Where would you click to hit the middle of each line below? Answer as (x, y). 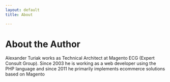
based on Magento (25, 74)
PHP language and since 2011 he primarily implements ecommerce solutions (85, 69)
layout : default (22, 10)
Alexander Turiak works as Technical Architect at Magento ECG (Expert (80, 58)
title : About (19, 15)
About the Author (43, 44)
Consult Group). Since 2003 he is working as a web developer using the (81, 63)
